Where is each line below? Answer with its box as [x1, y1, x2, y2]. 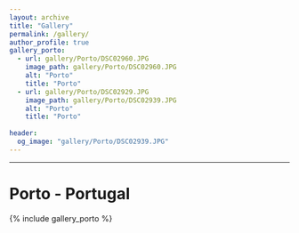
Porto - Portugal [9, 183, 131, 204]
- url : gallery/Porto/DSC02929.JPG [17, 87, 149, 96]
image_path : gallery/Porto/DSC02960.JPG [25, 63, 177, 72]
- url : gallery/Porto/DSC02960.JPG [17, 54, 149, 63]
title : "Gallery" [9, 21, 74, 30]
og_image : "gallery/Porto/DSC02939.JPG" [17, 137, 169, 146]
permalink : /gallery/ [9, 29, 90, 38]
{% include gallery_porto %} [9, 213, 113, 223]
